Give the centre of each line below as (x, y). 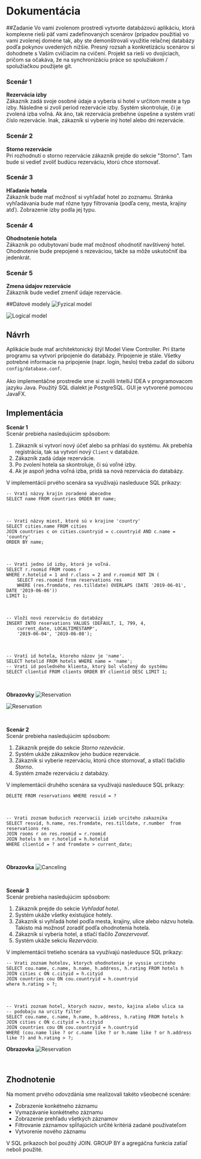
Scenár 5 (19, 273)
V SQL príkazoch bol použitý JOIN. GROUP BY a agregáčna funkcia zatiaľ (97, 1143)
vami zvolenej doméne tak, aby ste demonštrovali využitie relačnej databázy (100, 40)
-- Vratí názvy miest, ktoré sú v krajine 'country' (73, 521)
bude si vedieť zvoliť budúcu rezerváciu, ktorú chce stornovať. (83, 162)
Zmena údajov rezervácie (39, 286)
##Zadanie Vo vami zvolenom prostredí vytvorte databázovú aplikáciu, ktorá (100, 28)
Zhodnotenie (31, 1080)
